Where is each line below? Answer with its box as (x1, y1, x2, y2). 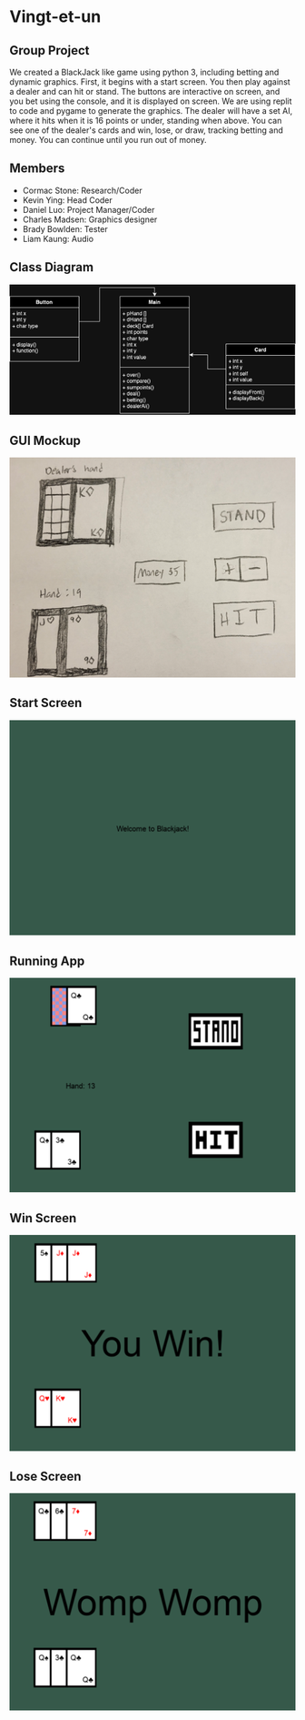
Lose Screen (9, 1468, 82, 1484)
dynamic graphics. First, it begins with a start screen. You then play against (9, 76, 290, 87)
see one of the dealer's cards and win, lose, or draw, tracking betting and (9, 125, 284, 136)
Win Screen (9, 1210, 77, 1226)
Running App (9, 953, 85, 968)
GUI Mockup (9, 432, 82, 448)
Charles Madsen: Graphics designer (22, 214, 158, 225)
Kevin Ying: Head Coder (22, 194, 113, 206)
